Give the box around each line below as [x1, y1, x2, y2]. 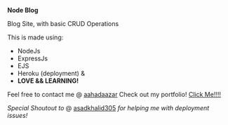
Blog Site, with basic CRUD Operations [7, 20, 119, 27]
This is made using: [7, 33, 64, 41]
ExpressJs [17, 54, 48, 63]
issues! [7, 112, 28, 119]
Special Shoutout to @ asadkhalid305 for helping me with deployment [7, 104, 210, 112]
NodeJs [17, 47, 41, 55]
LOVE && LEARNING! [17, 77, 79, 85]
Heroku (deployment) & [17, 70, 86, 77]
